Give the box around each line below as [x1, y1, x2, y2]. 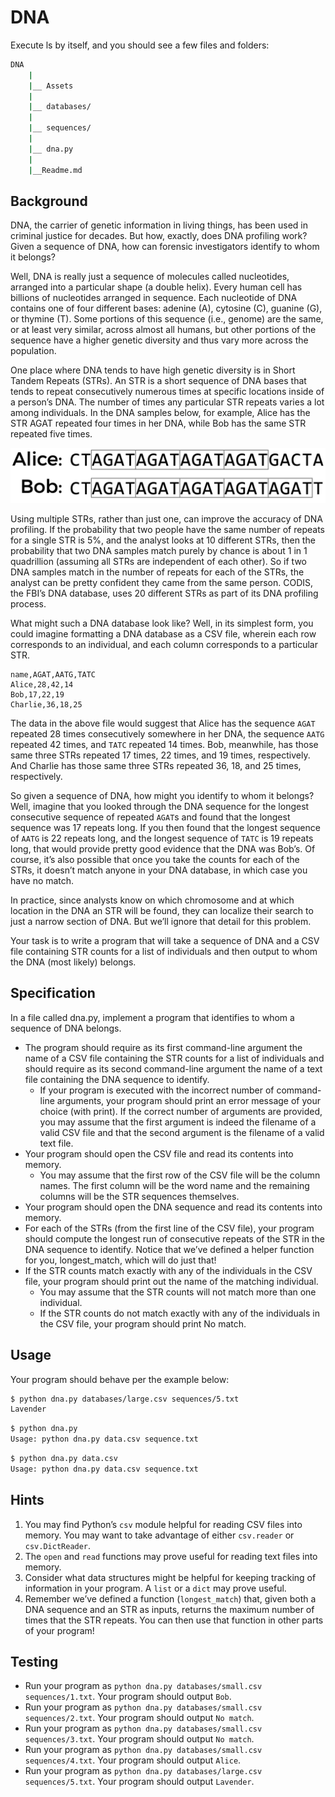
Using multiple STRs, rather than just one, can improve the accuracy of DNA [10, 512, 324, 525]
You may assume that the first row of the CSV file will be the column [39, 1169, 321, 1181]
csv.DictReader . [24, 1539, 92, 1551]
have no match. [10, 874, 75, 886]
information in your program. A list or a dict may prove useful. [24, 1582, 287, 1594]
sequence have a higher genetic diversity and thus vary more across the [10, 334, 309, 346]
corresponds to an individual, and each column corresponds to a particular [10, 638, 318, 650]
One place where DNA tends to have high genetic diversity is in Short [10, 364, 296, 376]
